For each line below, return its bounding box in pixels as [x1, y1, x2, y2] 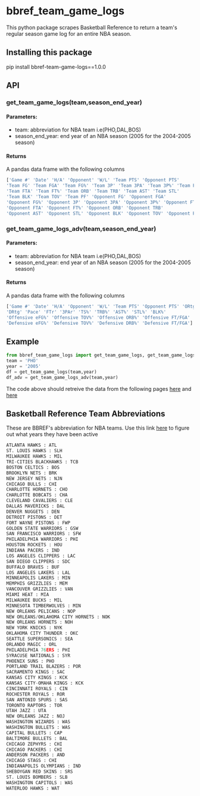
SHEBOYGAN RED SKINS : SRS [6, 769, 73, 775]
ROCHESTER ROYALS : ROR [6, 691, 65, 697]
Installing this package [6, 48, 92, 58]
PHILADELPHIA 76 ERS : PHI [6, 647, 70, 653]
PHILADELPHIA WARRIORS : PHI [6, 537, 79, 543]
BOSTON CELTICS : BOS [6, 464, 60, 471]
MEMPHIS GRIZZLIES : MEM [6, 581, 68, 587]
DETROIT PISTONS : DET [6, 514, 62, 520]
